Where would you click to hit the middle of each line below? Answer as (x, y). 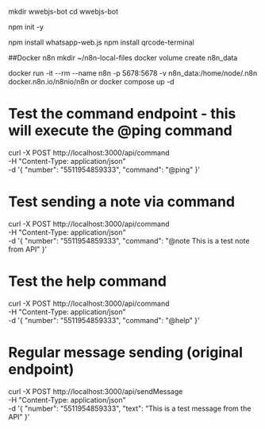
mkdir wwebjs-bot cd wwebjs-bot (63, 12)
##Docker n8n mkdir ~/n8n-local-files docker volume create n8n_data (123, 58)
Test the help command (87, 281)
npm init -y (26, 27)
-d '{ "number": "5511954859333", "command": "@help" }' (104, 320)
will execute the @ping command (120, 131)
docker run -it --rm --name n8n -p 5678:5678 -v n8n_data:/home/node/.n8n (133, 73)
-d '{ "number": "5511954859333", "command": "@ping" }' (104, 170)
